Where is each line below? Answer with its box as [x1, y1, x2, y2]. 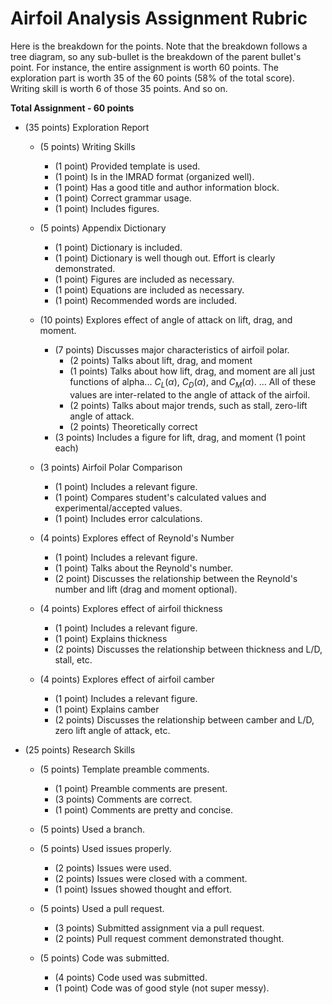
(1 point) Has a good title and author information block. [54, 181, 280, 193]
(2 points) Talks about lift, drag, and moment [69, 354, 253, 366]
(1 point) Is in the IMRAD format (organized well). [54, 170, 255, 182]
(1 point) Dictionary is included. [54, 241, 183, 253]
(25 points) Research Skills [24, 743, 136, 756]
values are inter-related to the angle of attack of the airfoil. [69, 388, 311, 401]
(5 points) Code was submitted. [39, 952, 170, 964]
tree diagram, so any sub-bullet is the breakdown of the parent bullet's [10, 50, 302, 62]
